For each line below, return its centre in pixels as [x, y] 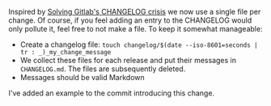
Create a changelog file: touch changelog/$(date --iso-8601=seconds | [139, 45]
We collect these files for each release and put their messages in [128, 60]
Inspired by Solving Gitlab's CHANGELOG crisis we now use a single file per [135, 12]
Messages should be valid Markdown [82, 77]
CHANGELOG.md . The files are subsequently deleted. [103, 69]
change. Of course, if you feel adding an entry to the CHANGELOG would [130, 20]
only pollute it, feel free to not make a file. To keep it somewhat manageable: [135, 29]
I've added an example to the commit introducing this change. [112, 93]
